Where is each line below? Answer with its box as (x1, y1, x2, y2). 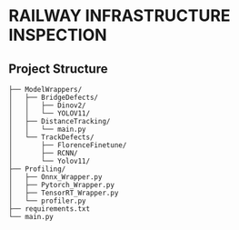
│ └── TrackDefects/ (8, 133, 95, 142)
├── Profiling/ (8, 165, 66, 174)
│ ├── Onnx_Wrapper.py (8, 173, 103, 182)
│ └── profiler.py (8, 196, 87, 205)
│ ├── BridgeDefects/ (8, 93, 99, 102)
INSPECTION (8, 25, 107, 45)
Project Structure (8, 61, 108, 76)
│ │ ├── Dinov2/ (8, 101, 87, 110)
